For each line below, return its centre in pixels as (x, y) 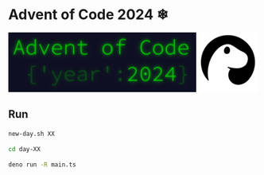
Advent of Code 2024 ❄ (89, 15)
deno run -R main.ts (43, 165)
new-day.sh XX (32, 134)
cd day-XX (25, 149)
